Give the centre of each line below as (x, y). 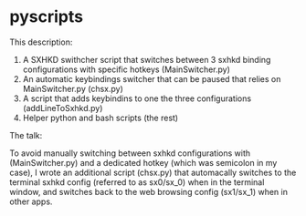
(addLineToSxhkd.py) (63, 108)
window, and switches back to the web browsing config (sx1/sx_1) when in (148, 191)
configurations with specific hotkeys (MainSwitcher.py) (127, 69)
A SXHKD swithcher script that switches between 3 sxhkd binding (147, 59)
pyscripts (47, 17)
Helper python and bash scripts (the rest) (100, 118)
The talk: (26, 135)
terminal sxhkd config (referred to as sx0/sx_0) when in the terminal (137, 182)
